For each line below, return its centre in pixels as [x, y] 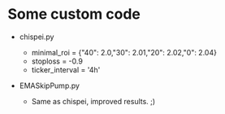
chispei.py [37, 37]
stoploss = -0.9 [57, 61]
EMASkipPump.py [50, 85]
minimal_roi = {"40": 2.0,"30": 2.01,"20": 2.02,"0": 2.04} [124, 52]
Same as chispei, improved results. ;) [93, 101]
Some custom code [74, 14]
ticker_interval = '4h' [66, 69]
